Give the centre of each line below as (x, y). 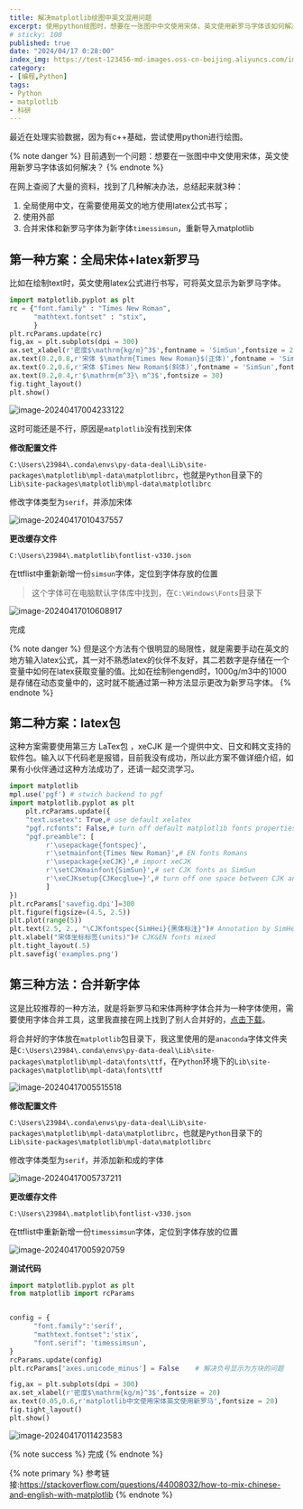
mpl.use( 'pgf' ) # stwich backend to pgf (87, 795)
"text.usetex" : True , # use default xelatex (109, 820)
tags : (19, 85)
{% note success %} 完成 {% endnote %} (87, 1454)
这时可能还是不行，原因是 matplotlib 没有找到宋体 (101, 428)
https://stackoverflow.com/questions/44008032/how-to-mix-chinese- (150, 1484)
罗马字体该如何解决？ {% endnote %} (94, 167)
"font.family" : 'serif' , (78, 1327)
